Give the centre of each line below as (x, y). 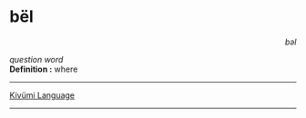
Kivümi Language (42, 95)
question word (36, 59)
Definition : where (44, 69)
